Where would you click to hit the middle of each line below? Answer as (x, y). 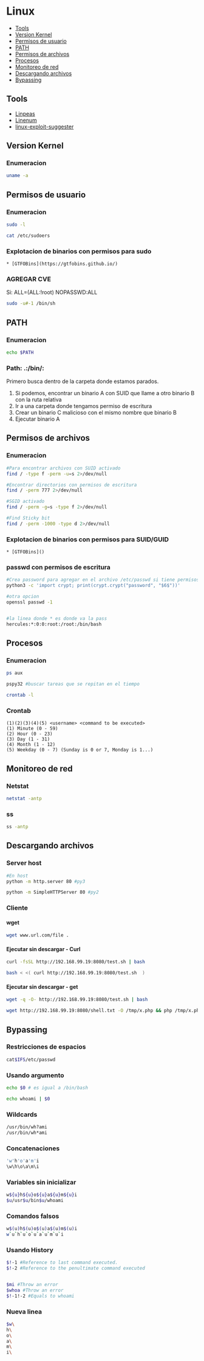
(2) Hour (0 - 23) (29, 734)
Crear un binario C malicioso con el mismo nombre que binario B (96, 413)
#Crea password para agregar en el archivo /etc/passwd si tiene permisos (103, 580)
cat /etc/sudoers (28, 236)
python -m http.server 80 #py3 (46, 881)
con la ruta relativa (38, 399)
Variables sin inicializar (41, 1182)
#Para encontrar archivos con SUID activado (63, 468)
